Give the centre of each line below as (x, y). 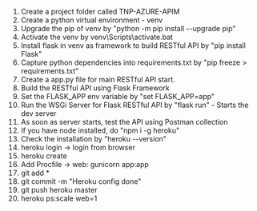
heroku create (44, 156)
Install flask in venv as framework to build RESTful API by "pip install (133, 46)
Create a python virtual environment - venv (92, 20)
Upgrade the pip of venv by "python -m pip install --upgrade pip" (128, 28)
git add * (35, 173)
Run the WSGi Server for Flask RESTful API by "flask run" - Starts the (135, 105)
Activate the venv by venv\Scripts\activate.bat (96, 37)
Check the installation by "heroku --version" (94, 139)
